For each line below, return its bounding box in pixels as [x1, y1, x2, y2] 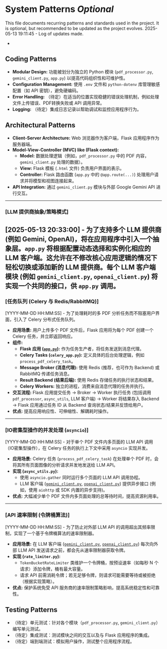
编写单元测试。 [12, 626, 43, 632]
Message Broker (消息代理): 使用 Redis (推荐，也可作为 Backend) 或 [19, 365, 160, 371]
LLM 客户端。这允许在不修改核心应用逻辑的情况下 [5, 253, 158, 262]
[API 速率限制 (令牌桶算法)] [5, 512, 70, 519]
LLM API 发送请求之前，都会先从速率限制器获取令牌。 [18, 547, 128, 553]
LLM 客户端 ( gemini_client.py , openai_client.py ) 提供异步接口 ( [19, 481, 152, 487]
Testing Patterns [5, 606, 58, 614]
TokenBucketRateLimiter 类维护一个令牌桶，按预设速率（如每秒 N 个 [19, 560, 159, 566]
